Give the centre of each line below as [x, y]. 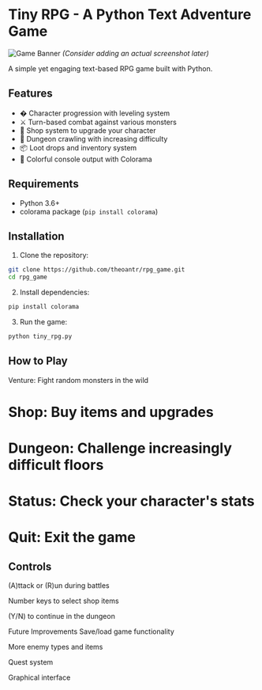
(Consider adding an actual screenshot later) [135, 53]
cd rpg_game [28, 277]
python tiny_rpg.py [40, 336]
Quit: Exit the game [72, 538]
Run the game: [43, 322]
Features [30, 94]
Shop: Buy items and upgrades [111, 412]
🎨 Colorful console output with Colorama [86, 159]
